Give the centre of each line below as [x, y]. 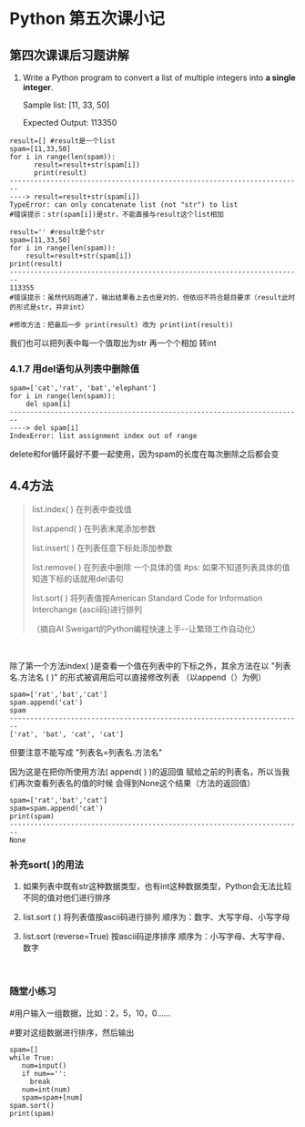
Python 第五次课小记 [87, 19]
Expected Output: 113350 [70, 123]
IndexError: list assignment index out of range [103, 436]
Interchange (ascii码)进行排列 [87, 610]
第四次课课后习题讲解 [69, 55]
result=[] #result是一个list [63, 141]
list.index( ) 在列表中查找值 [81, 509]
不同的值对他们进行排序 [66, 897]
